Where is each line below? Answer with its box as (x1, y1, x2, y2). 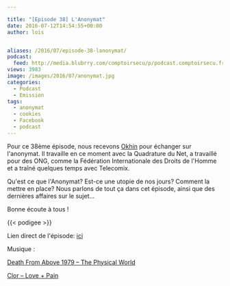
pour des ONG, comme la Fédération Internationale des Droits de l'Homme (7, 157, 217, 165)
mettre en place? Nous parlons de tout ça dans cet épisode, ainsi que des (7, 184, 216, 192)
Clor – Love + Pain (7, 271, 59, 279)
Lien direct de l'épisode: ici (7, 231, 84, 239)
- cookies (13, 111, 41, 118)
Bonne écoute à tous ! (7, 205, 69, 213)
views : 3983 (7, 66, 41, 73)
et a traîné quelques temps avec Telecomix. (7, 164, 130, 172)
